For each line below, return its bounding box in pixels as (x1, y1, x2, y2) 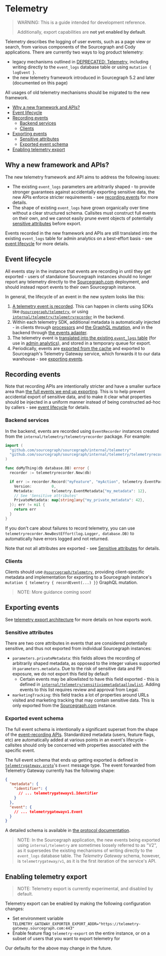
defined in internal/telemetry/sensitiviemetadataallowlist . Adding (19, 681, 161, 687)
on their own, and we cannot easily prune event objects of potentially (12, 215, 153, 221)
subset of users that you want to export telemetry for (12, 936, 120, 942)
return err (14, 507, 37, 512)
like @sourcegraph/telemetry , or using (12, 308, 89, 314)
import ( (5, 443, 23, 448)
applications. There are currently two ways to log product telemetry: (5, 49, 144, 55)
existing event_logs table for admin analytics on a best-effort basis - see (5, 235, 153, 241)
